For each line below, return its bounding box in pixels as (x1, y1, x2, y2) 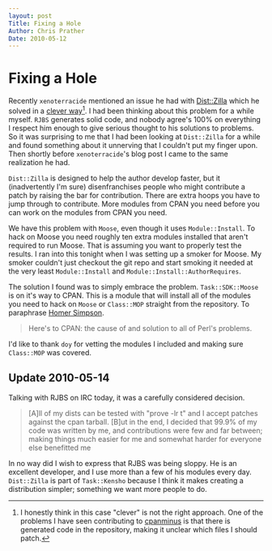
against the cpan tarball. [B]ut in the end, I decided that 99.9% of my (28, 417, 257, 426)
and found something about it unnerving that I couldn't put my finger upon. (8, 140, 258, 150)
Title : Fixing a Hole (8, 19, 82, 28)
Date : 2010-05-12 (8, 34, 67, 43)
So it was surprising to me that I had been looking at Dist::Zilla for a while (8, 131, 261, 142)
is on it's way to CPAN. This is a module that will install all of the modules (8, 290, 251, 300)
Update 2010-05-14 (8, 371, 110, 385)
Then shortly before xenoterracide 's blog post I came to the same (8, 149, 228, 159)
